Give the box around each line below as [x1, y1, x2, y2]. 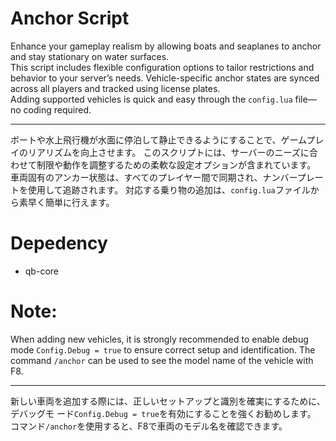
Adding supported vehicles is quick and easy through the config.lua [10, 93, 293, 105]
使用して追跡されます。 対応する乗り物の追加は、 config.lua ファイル [27, 183, 311, 196]
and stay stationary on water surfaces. [10, 50, 170, 62]
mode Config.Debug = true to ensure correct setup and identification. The [10, 343, 316, 356]
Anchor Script [10, 7, 130, 30]
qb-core [24, 265, 59, 277]
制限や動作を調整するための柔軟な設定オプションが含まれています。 [36, 158, 317, 171]
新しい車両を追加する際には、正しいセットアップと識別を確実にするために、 [10, 395, 326, 407]
